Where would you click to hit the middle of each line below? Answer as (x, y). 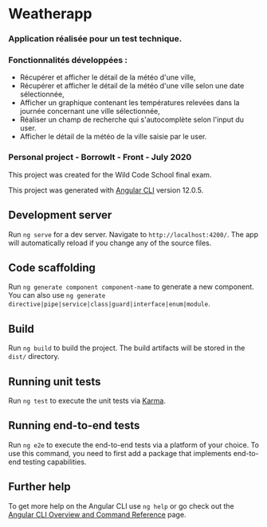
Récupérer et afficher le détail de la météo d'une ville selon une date (132, 86)
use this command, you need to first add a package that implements (120, 453)
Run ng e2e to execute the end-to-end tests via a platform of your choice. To (134, 445)
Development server (60, 215)
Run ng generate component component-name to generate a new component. (132, 287)
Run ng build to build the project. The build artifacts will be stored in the (127, 348)
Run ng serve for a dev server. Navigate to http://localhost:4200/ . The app (133, 234)
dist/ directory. (34, 357)
